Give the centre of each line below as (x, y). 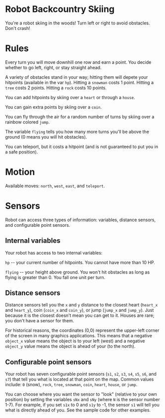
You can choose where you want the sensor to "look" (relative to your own (81, 394)
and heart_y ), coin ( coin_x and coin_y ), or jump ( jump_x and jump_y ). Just (80, 310)
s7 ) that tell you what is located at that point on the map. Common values (80, 379)
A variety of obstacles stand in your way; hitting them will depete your (77, 77)
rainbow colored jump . (27, 122)
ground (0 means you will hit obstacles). (46, 137)
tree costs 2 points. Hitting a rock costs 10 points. (56, 88)
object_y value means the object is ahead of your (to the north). (70, 346)
